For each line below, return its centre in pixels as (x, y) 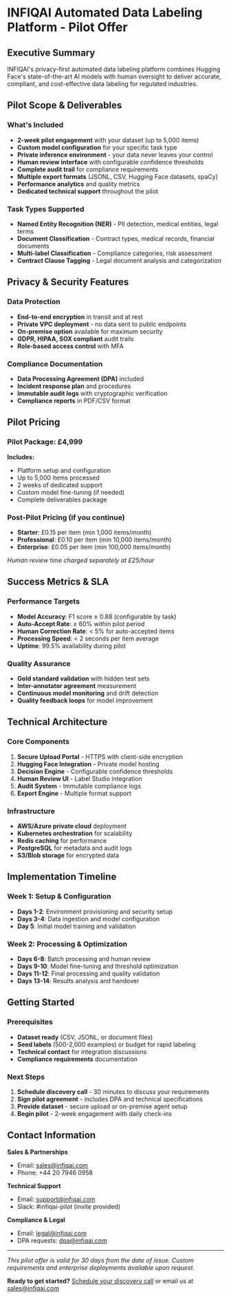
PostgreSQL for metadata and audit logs (74, 848)
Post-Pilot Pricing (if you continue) (66, 517)
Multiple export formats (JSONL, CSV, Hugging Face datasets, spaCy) (118, 176)
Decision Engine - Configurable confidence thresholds (95, 771)
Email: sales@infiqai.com (52, 1165)
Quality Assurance (39, 663)
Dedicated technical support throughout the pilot (87, 191)
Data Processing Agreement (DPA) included (80, 378)
